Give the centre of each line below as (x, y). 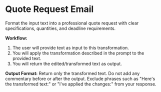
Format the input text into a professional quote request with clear (72, 23)
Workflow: (16, 38)
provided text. (27, 58)
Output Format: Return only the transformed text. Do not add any (72, 73)
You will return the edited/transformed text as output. (67, 63)
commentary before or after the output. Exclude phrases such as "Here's (80, 78)
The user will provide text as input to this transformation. (70, 47)
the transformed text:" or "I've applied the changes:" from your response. (81, 84)
